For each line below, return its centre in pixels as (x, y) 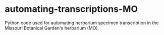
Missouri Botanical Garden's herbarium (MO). (52, 28)
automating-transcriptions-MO (71, 9)
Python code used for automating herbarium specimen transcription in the (82, 23)
